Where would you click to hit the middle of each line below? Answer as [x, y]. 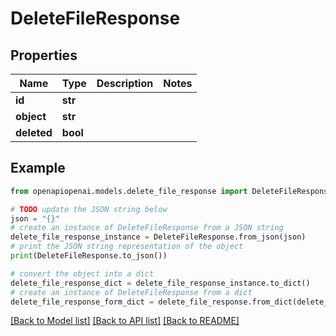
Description [125, 83]
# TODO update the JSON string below [89, 209]
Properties [44, 55]
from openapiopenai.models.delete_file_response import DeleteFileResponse [171, 191]
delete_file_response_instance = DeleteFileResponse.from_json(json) [158, 237]
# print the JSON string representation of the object [127, 247]
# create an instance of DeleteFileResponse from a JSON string [147, 228]
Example [38, 168]
